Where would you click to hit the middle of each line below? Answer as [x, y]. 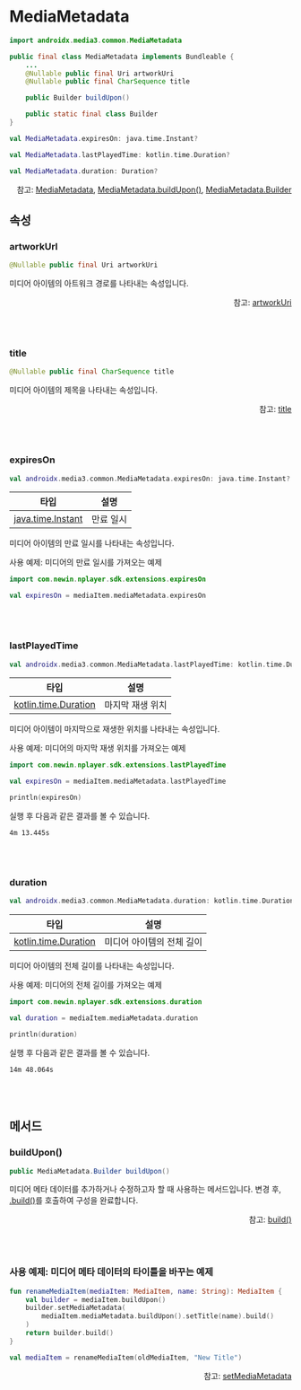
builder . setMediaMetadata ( [76, 1308]
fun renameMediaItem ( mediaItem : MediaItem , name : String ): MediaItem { [146, 1291]
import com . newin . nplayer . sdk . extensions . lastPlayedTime [118, 765]
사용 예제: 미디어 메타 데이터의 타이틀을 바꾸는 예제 [111, 1272]
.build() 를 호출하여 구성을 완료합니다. [74, 1201]
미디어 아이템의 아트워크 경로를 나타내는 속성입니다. [99, 284]
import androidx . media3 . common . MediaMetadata [95, 40]
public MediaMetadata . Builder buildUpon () [90, 1171]
